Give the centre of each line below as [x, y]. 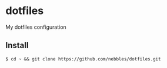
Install [17, 45]
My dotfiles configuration [36, 27]
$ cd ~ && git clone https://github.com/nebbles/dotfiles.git [83, 59]
